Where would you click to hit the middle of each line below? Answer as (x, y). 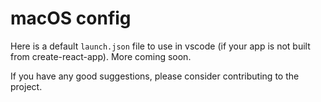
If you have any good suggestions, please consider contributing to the (155, 76)
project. (26, 86)
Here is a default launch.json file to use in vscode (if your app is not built (160, 46)
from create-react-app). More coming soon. (101, 56)
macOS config (71, 18)
